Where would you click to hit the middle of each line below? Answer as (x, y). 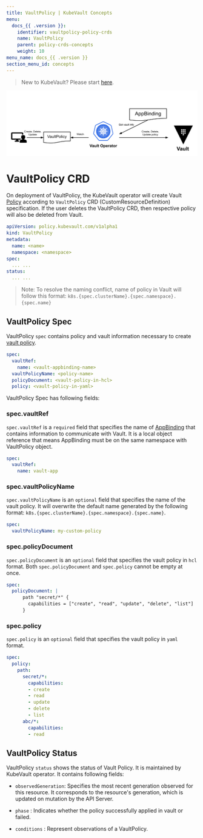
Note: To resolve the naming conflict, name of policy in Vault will (101, 290)
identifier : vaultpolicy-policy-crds (65, 32)
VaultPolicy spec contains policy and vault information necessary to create (99, 336)
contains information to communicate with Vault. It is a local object (89, 434)
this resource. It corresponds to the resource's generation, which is (99, 792)
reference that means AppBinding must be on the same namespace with (96, 440)
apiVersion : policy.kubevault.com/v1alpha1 (62, 227)
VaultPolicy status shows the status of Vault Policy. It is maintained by (94, 768)
